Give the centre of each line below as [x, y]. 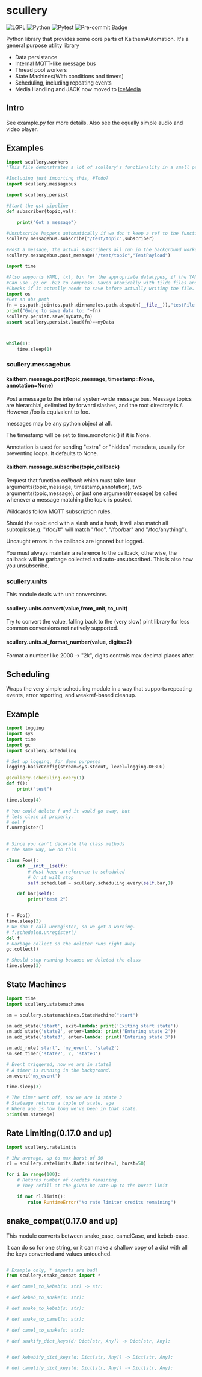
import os [19, 294]
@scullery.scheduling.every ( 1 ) [45, 778]
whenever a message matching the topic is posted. [69, 499]
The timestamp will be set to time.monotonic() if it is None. [79, 435]
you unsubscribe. [28, 566]
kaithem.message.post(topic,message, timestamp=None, [80, 379]
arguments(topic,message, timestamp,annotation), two [74, 487]
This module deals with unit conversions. [57, 595]
